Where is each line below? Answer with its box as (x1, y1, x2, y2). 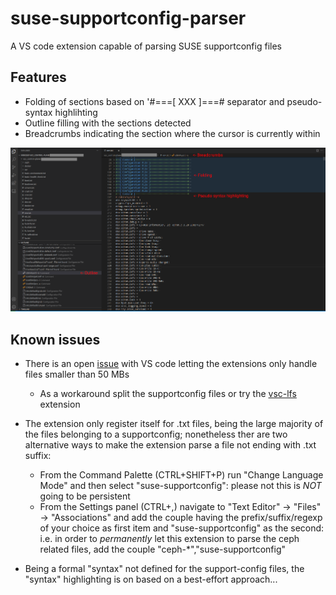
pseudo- (286, 95, 323, 107)
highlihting (54, 106, 98, 118)
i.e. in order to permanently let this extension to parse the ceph (39, 533, 300, 545)
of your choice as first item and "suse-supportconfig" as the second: (39, 522, 325, 534)
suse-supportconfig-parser (10, 7, 247, 30)
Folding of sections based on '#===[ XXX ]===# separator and (24, 95, 285, 107)
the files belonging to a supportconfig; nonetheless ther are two (24, 428, 288, 441)
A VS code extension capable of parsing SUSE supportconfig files (10, 40, 282, 52)
